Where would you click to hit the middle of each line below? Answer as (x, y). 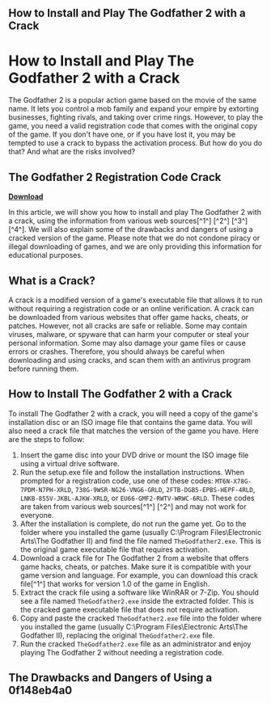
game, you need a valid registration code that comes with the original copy (133, 126)
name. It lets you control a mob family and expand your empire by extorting (133, 109)
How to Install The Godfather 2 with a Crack (121, 394)
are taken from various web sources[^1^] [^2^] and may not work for (133, 506)
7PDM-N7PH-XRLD (46, 490)
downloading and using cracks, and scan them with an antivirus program (130, 360)
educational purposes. (46, 255)
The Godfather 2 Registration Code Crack (115, 177)
